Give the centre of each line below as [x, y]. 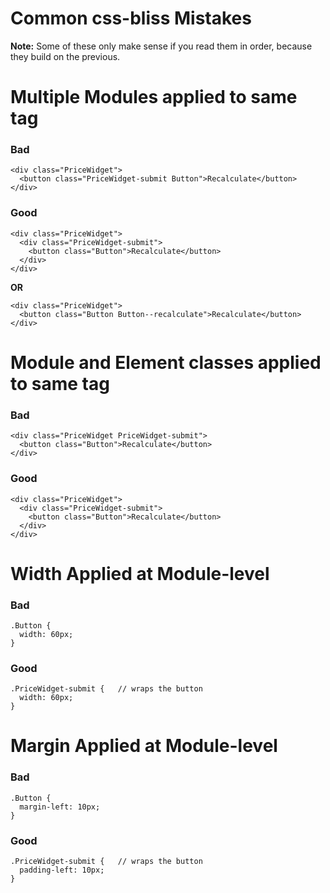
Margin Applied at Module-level [144, 746]
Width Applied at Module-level [140, 573]
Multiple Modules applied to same [154, 97]
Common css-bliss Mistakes [131, 18]
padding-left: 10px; [62, 870]
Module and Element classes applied [166, 362]
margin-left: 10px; [60, 807]
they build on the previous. [65, 56]
